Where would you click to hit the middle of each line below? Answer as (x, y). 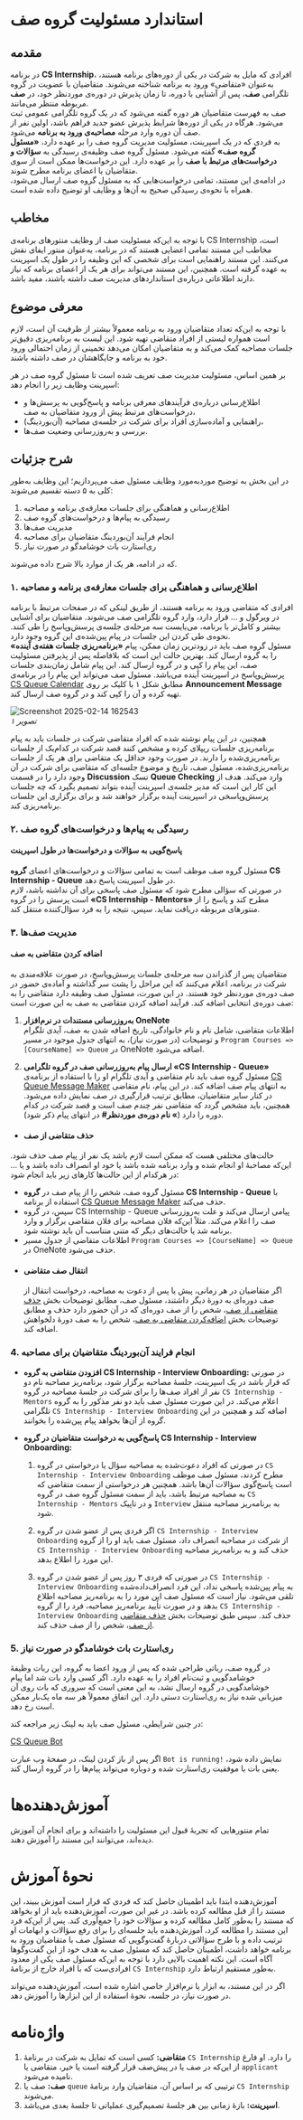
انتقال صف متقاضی (55, 1270)
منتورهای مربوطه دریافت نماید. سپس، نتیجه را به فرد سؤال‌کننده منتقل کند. (135, 909)
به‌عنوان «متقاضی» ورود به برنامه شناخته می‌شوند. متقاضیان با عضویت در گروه (142, 84)
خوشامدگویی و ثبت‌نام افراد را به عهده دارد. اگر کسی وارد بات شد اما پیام (133, 1677)
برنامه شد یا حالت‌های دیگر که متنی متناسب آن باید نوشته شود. (128, 1230)
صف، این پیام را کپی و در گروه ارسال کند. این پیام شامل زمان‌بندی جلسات (134, 664)
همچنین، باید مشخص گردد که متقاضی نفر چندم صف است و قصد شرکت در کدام (157, 1105)
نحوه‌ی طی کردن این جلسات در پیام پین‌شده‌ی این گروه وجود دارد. (120, 636)
